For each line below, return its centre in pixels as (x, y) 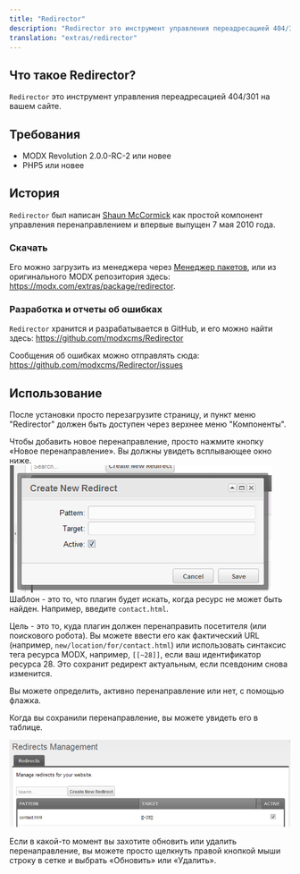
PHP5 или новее (53, 165)
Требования (45, 134)
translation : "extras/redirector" (74, 38)
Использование (56, 393)
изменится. (31, 674)
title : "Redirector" (48, 19)
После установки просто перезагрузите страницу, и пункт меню (133, 415)
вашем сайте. (35, 106)
